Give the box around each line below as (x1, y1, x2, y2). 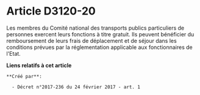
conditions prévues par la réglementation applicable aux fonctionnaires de (6, 44, 193, 51)
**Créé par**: (6, 73, 43, 79)
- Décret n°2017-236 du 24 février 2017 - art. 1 (12, 84, 140, 90)
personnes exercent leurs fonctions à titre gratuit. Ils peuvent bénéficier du (6, 30, 195, 38)
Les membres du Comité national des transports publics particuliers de (6, 24, 185, 31)
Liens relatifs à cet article (6, 62, 72, 69)
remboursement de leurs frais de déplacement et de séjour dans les (6, 37, 177, 44)
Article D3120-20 (6, 4, 96, 18)
